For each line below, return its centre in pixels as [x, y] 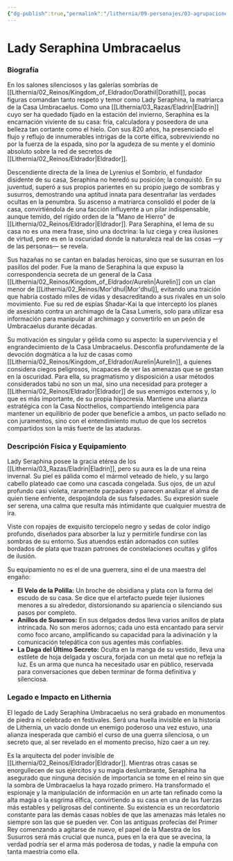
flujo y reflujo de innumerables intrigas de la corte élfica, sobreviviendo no [113, 137]
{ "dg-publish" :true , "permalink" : [55, 14]
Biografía [23, 70]
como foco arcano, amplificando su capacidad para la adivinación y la [117, 635]
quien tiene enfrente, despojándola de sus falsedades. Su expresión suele [113, 499]
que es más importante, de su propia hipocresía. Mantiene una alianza [107, 399]
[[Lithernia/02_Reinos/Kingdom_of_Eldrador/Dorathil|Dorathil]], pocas [107, 92]
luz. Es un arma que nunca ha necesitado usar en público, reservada [115, 664]
